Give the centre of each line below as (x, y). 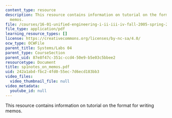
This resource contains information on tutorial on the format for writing (80, 105)
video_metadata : (23, 86)
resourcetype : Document (31, 62)
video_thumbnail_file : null (40, 81)
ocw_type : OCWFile (25, 43)
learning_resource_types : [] (36, 34)
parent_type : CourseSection (35, 53)
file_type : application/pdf (35, 29)
